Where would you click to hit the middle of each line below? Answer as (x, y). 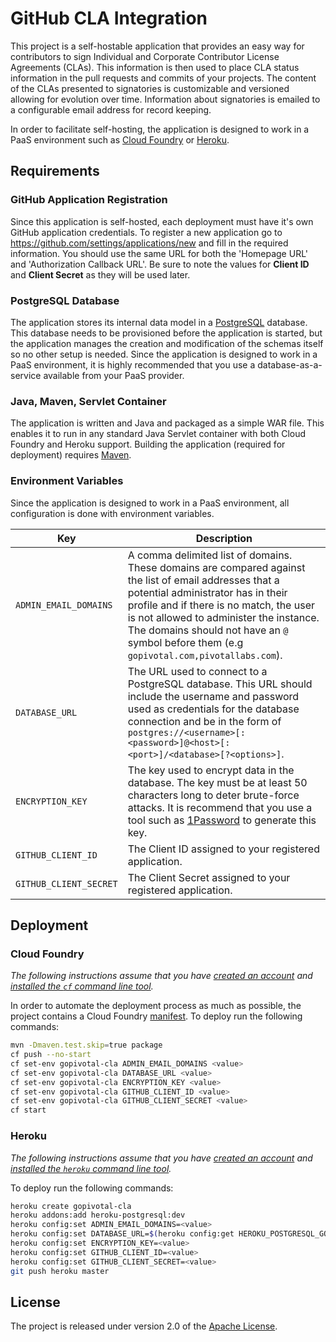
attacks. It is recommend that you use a (220, 807)
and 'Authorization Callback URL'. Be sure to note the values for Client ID (160, 264)
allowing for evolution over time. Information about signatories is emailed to (165, 99)
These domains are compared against (216, 567)
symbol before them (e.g (185, 642)
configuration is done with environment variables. (112, 513)
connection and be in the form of (204, 721)
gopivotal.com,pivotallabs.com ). (205, 655)
